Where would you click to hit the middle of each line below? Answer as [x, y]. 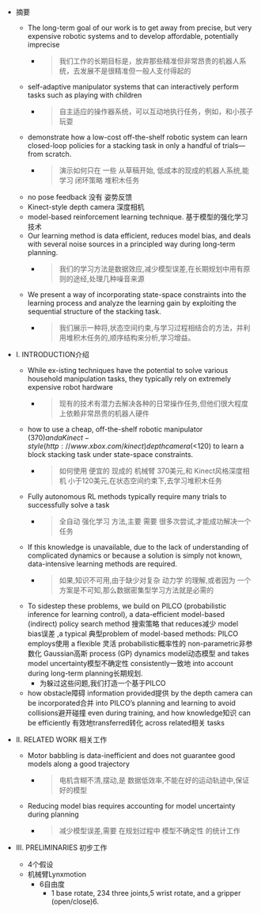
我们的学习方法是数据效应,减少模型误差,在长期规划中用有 [151, 269]
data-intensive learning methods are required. [102, 564]
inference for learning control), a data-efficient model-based [126, 615]
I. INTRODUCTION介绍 [52, 355]
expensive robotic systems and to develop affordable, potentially [133, 36]
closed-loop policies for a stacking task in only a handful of [124, 146]
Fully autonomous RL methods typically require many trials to [127, 497]
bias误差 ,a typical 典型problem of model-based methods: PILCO [133, 634]
